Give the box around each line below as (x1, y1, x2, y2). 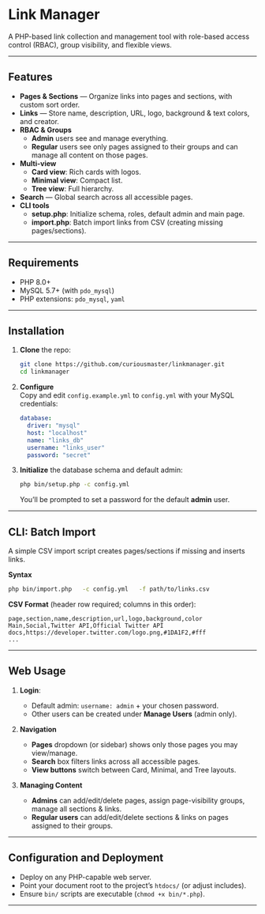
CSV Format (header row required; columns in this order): (8, 599, 196, 609)
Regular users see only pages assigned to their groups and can (31, 142, 238, 151)
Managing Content (19, 780, 83, 790)
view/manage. (31, 748, 78, 757)
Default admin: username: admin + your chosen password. (31, 701, 219, 710)
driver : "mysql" (27, 421, 80, 429)
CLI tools (19, 200, 50, 210)
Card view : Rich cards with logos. (31, 167, 142, 176)
